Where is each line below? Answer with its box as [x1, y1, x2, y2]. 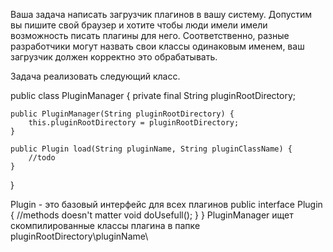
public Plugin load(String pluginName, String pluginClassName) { [10, 144, 293, 154]
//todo [28, 153, 56, 163]
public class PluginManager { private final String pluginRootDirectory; [10, 90, 297, 101]
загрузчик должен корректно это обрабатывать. [10, 51, 218, 63]
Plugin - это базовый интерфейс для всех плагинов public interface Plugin [10, 199, 323, 210]
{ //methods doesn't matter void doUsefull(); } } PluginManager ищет [10, 209, 294, 221]
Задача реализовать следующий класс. [10, 70, 181, 82]
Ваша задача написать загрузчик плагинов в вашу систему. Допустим [10, 9, 313, 20]
